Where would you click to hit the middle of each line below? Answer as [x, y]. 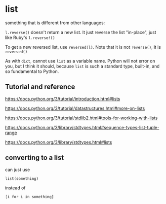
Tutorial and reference [40, 87]
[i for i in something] [30, 197]
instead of [15, 188]
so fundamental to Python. [32, 71]
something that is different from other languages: [55, 23]
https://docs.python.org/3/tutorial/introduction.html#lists [62, 99]
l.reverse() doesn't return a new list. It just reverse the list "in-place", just [81, 32]
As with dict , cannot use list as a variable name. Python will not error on [80, 61]
